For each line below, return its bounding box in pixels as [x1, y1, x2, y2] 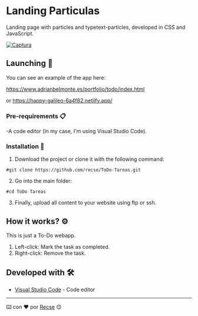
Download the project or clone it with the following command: [14, 156, 164, 163]
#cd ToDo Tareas [6, 189, 46, 195]
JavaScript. [6, 29, 34, 37]
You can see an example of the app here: [6, 74, 106, 81]
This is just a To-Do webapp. [6, 232, 76, 239]
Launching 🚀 [6, 58, 53, 68]
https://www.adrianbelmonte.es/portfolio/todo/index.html [6, 85, 145, 93]
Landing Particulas [6, 4, 100, 18]
